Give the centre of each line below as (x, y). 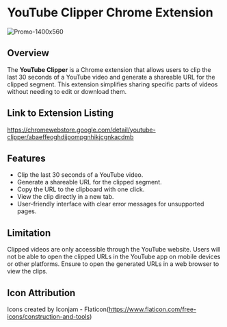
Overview (28, 53)
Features (26, 158)
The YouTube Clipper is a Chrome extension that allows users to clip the (109, 69)
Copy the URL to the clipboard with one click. (81, 189)
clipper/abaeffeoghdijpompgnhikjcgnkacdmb (70, 137)
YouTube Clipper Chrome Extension (110, 13)
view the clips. (27, 271)
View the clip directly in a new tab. (65, 197)
